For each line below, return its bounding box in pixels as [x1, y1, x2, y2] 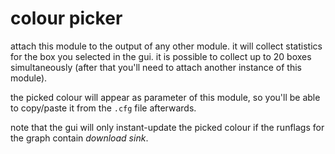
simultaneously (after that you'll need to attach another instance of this [10, 61, 302, 73]
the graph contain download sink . [10, 132, 149, 144]
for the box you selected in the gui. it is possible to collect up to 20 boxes [10, 50, 312, 62]
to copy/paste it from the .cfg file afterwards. [10, 102, 197, 114]
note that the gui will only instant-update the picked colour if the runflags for [10, 121, 325, 133]
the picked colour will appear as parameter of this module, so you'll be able [10, 91, 321, 103]
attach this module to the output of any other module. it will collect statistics [10, 40, 323, 52]
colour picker [10, 7, 123, 30]
